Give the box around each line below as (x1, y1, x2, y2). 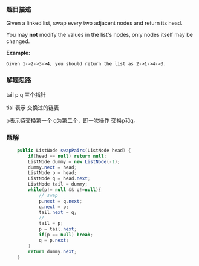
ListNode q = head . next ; (28, 175, 91, 182)
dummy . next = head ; (28, 164, 77, 170)
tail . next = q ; (38, 209, 77, 215)
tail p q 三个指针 (6, 91, 47, 98)
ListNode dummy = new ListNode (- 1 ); (28, 158, 120, 164)
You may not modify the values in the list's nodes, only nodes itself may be (6, 31, 194, 39)
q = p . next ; (38, 237, 69, 243)
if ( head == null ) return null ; (28, 153, 107, 159)
